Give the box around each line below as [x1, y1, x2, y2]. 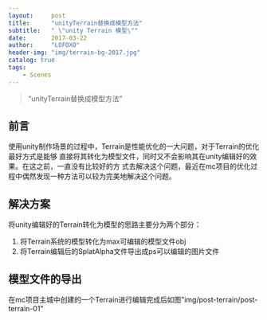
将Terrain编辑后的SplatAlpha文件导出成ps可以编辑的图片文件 [19, 247, 220, 256]
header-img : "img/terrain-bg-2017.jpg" [8, 49, 141, 57]
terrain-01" [8, 304, 44, 314]
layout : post [8, 11, 66, 20]
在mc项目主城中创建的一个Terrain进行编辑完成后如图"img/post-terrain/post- [8, 295, 258, 305]
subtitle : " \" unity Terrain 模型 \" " [8, 26, 139, 34]
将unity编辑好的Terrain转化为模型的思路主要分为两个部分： [8, 220, 202, 229]
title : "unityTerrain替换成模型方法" [8, 19, 143, 27]
